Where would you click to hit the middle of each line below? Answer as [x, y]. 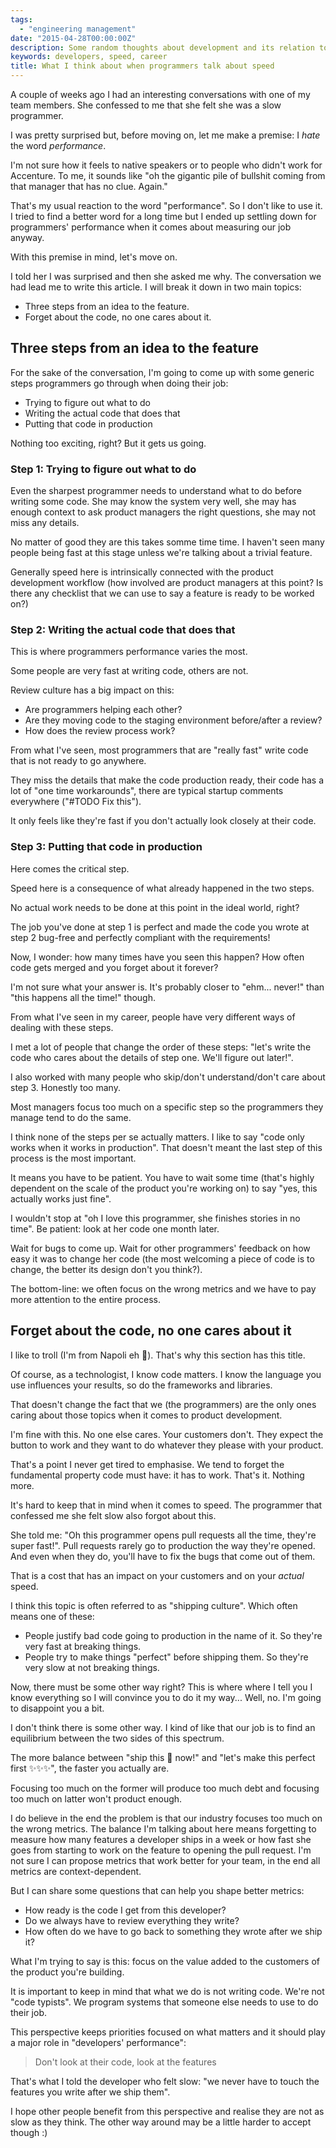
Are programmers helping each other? [103, 710]
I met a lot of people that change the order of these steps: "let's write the [161, 1047]
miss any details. [45, 523]
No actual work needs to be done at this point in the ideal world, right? [155, 907]
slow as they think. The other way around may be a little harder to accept [161, 2122]
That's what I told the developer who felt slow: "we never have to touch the [165, 2081]
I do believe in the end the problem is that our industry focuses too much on [166, 1818]
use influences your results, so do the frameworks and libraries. [141, 1385]
